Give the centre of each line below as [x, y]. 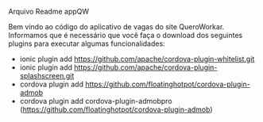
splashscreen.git [47, 76]
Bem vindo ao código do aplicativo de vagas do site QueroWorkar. [116, 27]
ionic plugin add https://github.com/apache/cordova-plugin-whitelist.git [137, 59]
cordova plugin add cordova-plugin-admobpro [96, 101]
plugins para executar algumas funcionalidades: [87, 44]
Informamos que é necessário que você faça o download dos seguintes [126, 35]
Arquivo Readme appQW [49, 11]
